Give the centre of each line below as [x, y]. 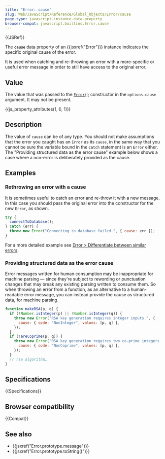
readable [14, 295]
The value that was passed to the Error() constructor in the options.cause [81, 95]
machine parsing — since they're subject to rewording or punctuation [76, 279]
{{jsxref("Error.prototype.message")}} [50, 446]
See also [18, 434]
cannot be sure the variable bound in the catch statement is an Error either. [82, 147]
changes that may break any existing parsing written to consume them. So [81, 284]
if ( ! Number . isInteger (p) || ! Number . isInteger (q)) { [66, 314]
